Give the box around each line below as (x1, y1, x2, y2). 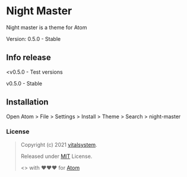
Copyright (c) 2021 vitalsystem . (20, 141, 97, 148)
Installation (6, 97, 49, 108)
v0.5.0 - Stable (6, 80, 43, 87)
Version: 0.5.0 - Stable (6, 35, 61, 42)
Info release (6, 52, 52, 63)
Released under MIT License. (20, 153, 93, 160)
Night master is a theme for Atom (6, 24, 87, 31)
